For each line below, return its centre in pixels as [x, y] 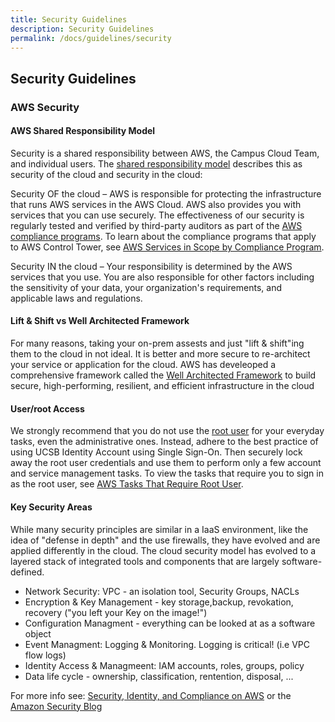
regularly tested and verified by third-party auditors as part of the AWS [156, 225]
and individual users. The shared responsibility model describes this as [156, 163]
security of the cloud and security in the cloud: [106, 174]
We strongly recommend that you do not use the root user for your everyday [167, 431]
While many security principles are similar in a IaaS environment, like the [159, 529]
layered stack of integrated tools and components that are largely [145, 561]
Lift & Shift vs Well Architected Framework [100, 321]
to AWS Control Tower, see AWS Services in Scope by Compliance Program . [167, 247]
